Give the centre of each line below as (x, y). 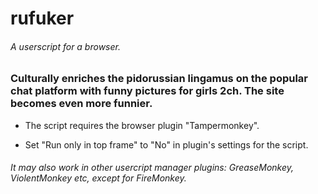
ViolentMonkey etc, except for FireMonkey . (98, 178)
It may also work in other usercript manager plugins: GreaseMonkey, (152, 168)
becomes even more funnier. (81, 104)
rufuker (42, 18)
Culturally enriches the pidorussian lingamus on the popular (159, 79)
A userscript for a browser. (65, 46)
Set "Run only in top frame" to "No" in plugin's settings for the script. (166, 144)
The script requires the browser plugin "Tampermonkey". (142, 125)
